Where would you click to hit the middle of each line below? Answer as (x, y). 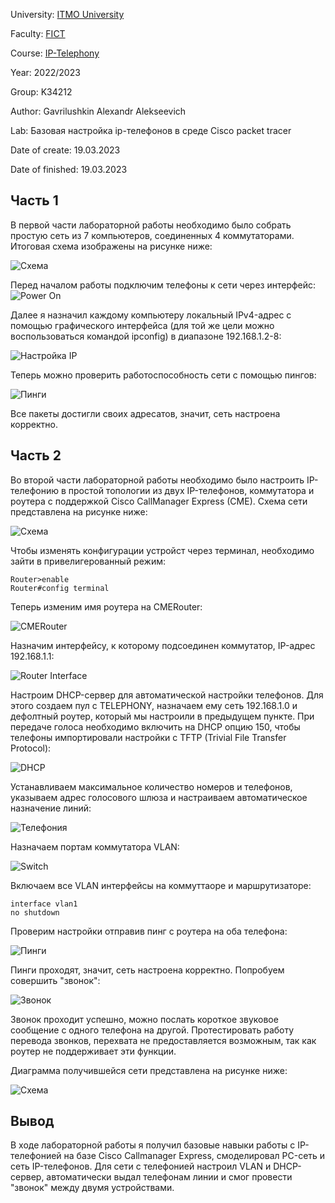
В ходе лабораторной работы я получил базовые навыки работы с (153, 1145)
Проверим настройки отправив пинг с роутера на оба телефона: (149, 931)
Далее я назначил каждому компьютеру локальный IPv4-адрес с (151, 315)
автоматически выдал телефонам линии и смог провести (169, 1177)
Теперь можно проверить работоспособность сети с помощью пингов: (163, 375)
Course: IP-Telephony (55, 53)
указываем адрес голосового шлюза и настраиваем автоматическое (159, 797)
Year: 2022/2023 (45, 72)
